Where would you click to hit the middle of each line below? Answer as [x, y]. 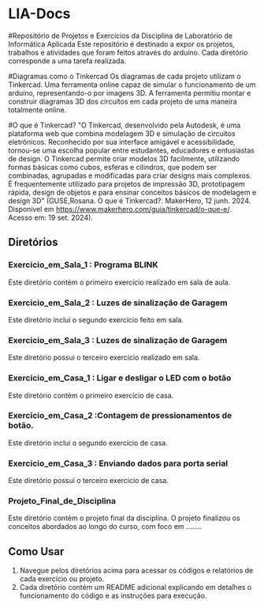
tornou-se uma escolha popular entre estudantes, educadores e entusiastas [131, 150]
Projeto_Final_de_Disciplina [62, 501]
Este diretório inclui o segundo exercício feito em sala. [96, 319]
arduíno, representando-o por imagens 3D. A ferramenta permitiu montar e [130, 93]
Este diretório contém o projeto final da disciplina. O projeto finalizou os [124, 518]
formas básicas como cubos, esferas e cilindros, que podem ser [112, 167]
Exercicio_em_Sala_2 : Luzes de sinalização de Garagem [118, 303]
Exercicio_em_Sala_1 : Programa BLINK [84, 265]
